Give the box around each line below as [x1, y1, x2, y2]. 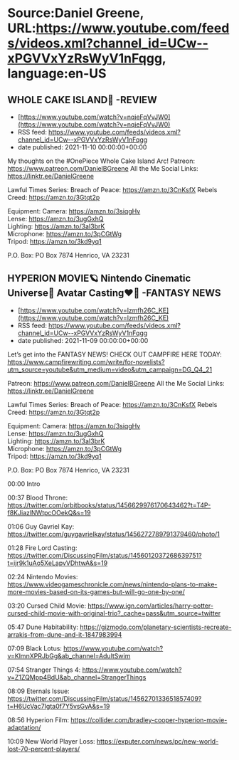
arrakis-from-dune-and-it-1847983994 [7, 630, 122, 638]
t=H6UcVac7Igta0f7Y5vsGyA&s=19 [7, 702, 110, 710]
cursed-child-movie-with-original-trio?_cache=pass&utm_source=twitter [7, 608, 221, 617]
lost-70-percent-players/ [7, 744, 80, 753]
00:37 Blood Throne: [7, 493, 68, 502]
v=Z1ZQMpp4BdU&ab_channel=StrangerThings [7, 672, 147, 681]
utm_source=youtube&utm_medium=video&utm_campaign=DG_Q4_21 [7, 365, 212, 374]
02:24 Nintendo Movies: [7, 572, 78, 581]
